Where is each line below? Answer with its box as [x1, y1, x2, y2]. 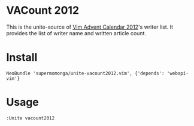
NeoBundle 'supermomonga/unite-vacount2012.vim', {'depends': [6, 70, 165, 76]
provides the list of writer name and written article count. [6, 29, 147, 36]
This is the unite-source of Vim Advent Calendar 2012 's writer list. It [6, 23, 174, 30]
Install [6, 51, 38, 64]
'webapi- [166, 70, 189, 76]
